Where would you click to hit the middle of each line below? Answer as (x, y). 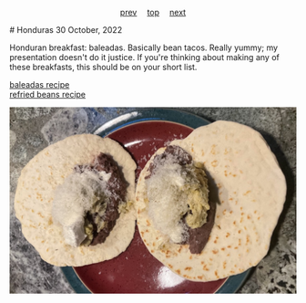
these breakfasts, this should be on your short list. (103, 67)
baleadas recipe (40, 84)
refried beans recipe (48, 94)
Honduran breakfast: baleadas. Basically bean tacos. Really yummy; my (144, 47)
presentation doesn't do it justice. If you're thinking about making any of (144, 57)
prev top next (153, 12)
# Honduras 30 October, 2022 (66, 30)
